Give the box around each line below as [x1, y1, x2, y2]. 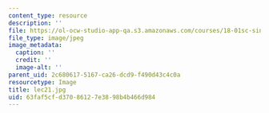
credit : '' [15, 56, 52, 64]
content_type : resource [8, 11, 88, 20]
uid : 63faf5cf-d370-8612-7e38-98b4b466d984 [8, 93, 156, 101]
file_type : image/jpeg [8, 33, 84, 42]
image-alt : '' [15, 64, 62, 72]
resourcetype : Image [8, 78, 78, 86]
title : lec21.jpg [8, 85, 66, 94]
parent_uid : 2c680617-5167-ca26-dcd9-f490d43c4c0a [8, 71, 181, 79]
